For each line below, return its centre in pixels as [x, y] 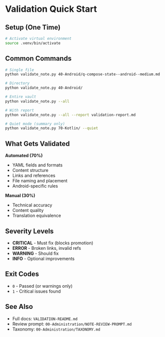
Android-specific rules [35, 186]
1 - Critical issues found [36, 291]
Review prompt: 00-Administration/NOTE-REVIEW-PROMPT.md [72, 324]
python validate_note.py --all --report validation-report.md [70, 115]
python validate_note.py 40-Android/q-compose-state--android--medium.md [83, 74]
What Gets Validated [38, 144]
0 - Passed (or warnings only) [42, 286]
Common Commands [38, 58]
